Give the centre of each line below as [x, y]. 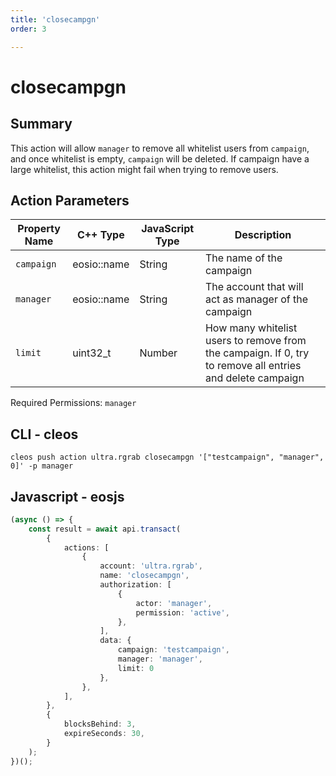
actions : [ [86, 547]
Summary [41, 124]
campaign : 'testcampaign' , [173, 650]
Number [158, 353]
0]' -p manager [42, 466]
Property [39, 229]
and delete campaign [254, 378]
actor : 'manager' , [174, 603]
